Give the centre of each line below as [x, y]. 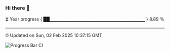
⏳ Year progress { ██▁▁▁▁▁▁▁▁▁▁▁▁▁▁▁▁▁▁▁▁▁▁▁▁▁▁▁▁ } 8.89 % [85, 19]
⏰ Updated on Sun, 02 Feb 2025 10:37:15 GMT [54, 35]
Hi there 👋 [18, 8]
